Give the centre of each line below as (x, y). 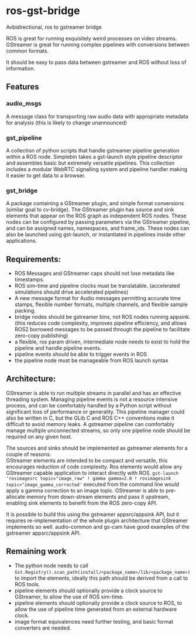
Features (23, 87)
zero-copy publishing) (41, 336)
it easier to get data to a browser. (46, 175)
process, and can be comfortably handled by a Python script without (89, 405)
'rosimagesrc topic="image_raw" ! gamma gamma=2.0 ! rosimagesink (89, 478)
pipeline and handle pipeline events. (58, 348)
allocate (16, 496)
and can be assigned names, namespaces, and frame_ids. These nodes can (98, 228)
